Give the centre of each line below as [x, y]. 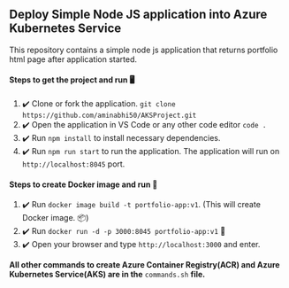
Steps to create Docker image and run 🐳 [84, 184]
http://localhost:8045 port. [73, 164]
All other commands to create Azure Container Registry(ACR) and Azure [144, 265]
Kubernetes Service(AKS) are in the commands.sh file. [107, 275]
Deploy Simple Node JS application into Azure [138, 15]
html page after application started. [73, 59]
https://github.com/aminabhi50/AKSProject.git [109, 116]
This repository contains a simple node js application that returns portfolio [144, 50]
